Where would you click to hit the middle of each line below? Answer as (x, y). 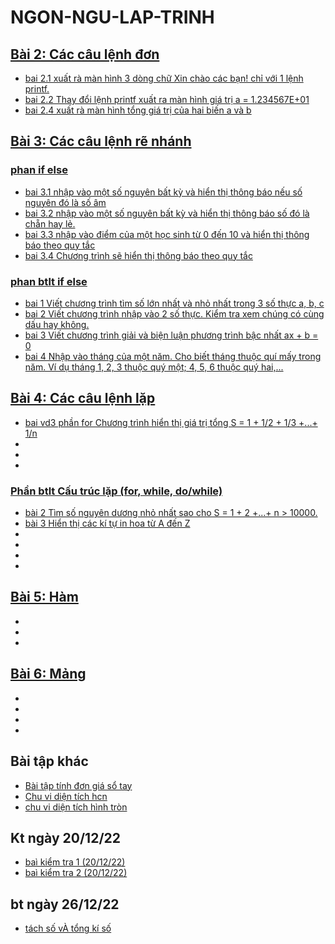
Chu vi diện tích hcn (66, 796)
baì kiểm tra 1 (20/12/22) (75, 862)
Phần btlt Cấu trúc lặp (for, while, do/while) (116, 491)
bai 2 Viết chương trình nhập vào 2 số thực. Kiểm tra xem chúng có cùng (174, 313)
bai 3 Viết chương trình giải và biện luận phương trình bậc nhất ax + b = (171, 335)
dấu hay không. (57, 324)
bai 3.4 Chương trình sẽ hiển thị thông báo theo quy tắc (138, 255)
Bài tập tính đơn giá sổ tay (78, 785)
